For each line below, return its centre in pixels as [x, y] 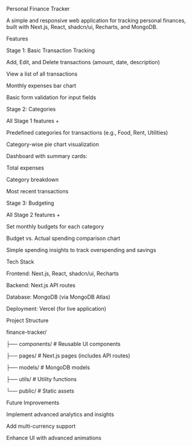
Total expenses [25, 168]
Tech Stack [20, 262]
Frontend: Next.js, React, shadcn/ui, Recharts [62, 273]
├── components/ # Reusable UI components [63, 344]
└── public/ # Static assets [40, 391]
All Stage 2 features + [33, 215]
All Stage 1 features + [33, 121]
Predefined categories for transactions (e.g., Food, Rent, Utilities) [87, 132]
